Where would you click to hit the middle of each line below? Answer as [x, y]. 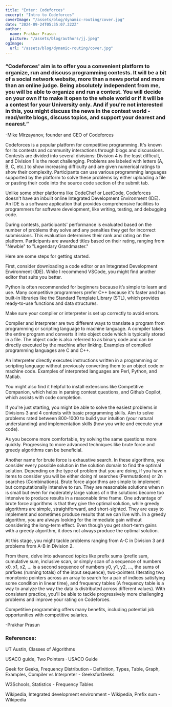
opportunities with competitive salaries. [47, 615]
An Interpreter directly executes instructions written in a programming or [82, 360]
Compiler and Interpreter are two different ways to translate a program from [85, 323]
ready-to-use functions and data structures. [52, 303]
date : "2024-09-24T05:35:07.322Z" [42, 24]
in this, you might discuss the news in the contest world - [78, 111]
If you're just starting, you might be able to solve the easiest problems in [81, 407]
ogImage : [15, 44]
